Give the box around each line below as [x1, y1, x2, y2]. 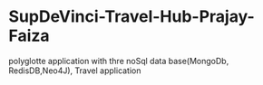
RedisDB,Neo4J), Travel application [8, 65, 141, 76]
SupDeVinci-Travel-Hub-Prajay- [8, 6, 255, 27]
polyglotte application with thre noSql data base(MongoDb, [8, 55, 229, 66]
